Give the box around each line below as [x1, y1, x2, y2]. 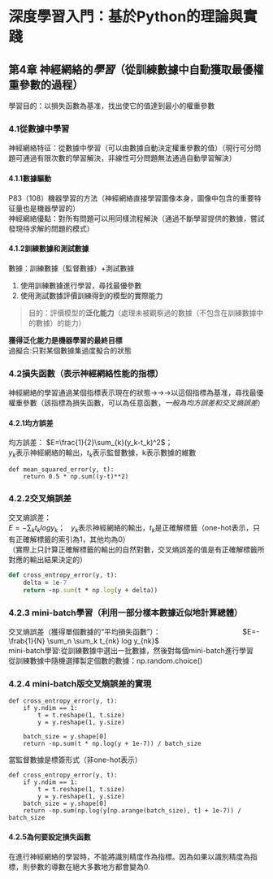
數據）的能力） [35, 318, 86, 327]
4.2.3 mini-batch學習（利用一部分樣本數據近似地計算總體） [8, 607, 243, 618]
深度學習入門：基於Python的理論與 [8, 7, 244, 26]
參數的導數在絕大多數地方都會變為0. [29, 862, 150, 872]
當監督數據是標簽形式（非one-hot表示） [8, 755, 142, 764]
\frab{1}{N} [8, 636, 46, 646]
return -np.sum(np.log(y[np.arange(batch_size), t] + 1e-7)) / [23, 807, 242, 815]
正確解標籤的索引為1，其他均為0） [15, 535, 130, 544]
